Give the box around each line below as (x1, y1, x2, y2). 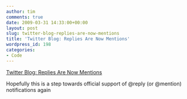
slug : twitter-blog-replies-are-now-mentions (6, 31, 119, 37)
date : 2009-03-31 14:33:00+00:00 (6, 19, 88, 25)
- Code (6, 52, 22, 58)
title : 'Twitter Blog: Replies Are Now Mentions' (6, 36, 131, 42)
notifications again (6, 86, 51, 93)
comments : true (6, 14, 44, 20)
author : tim (6, 8, 35, 15)
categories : (6, 47, 35, 53)
